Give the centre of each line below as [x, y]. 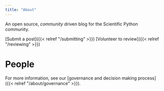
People [20, 64]
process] [147, 78]
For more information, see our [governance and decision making [71, 78]
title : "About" [21, 10]
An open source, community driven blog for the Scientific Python [72, 24]
